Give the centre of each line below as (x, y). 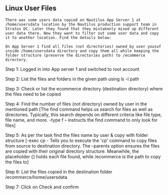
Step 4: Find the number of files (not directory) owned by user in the (76, 104)
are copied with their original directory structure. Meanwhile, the (72, 151)
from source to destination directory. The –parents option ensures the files (82, 145)
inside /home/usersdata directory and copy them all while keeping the (82, 51)
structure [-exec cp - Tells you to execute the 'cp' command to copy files (81, 140)
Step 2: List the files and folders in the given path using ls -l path (72, 79)
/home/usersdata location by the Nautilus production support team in (81, 24)
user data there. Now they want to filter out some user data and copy (82, 33)
